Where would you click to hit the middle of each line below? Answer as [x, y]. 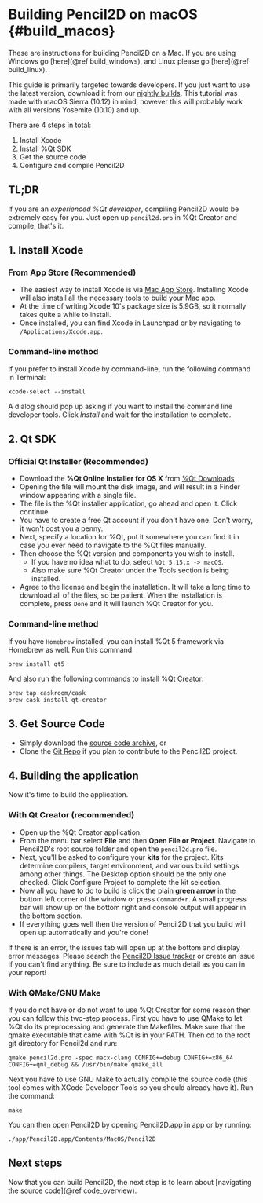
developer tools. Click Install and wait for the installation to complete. [120, 415]
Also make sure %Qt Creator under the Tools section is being [130, 570]
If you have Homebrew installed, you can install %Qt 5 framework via [116, 641]
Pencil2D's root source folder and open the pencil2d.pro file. [118, 849]
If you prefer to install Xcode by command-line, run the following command [130, 369]
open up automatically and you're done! [84, 932]
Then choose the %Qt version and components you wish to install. [127, 554]
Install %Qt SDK [45, 148]
